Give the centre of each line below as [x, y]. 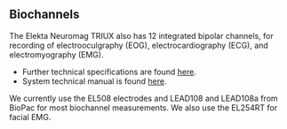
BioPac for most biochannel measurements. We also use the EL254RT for [143, 107]
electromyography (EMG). [56, 54]
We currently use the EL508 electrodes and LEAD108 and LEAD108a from [143, 98]
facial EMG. [30, 117]
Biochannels [44, 15]
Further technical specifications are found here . [109, 72]
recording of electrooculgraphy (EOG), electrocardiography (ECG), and [139, 45]
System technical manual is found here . [94, 81]
